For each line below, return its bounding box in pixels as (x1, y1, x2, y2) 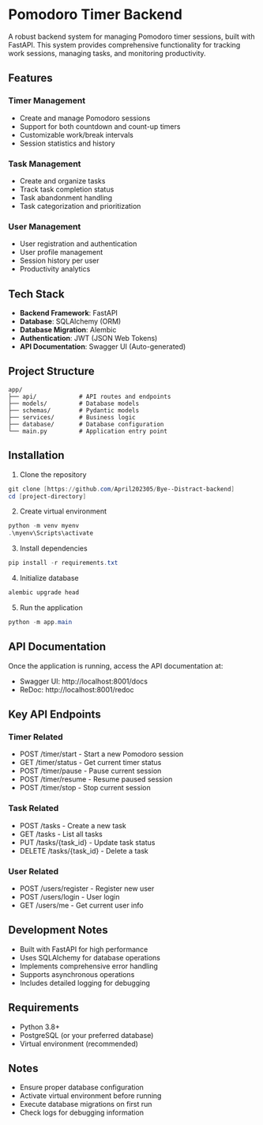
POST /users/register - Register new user (19, 884, 155, 893)
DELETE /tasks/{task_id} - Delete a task (19, 846, 148, 855)
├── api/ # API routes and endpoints (8, 392, 171, 400)
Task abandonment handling (19, 192, 113, 203)
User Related (8, 866, 59, 877)
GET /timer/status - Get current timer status (19, 758, 162, 767)
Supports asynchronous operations (19, 969, 135, 979)
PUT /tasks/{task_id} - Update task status (19, 837, 156, 847)
